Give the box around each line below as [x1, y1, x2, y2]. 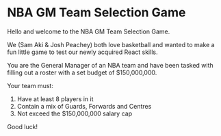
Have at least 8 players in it [16, 94, 94, 103]
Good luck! [7, 122, 38, 131]
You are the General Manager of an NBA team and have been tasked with [7, 61, 213, 69]
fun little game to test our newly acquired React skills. [7, 48, 158, 56]
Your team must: [7, 81, 53, 90]
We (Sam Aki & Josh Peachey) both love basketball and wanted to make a [7, 40, 215, 49]
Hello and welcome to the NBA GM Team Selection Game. [7, 27, 170, 36]
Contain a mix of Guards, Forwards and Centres [16, 102, 152, 110]
